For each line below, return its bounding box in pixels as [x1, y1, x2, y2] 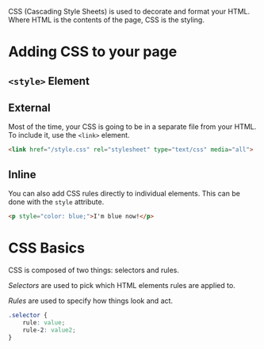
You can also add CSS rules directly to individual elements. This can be [8, 189, 240, 199]
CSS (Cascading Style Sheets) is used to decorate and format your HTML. [8, 7, 251, 16]
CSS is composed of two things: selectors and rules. [8, 265, 180, 275]
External [8, 101, 51, 114]
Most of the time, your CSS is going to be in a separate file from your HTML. [8, 122, 257, 131]
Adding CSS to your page [8, 43, 178, 61]
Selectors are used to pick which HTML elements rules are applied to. [8, 280, 235, 290]
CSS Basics [8, 239, 86, 257]
